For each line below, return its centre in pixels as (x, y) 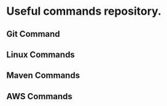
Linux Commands (41, 54)
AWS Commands (39, 96)
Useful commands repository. (84, 11)
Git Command (33, 34)
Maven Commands (43, 76)
